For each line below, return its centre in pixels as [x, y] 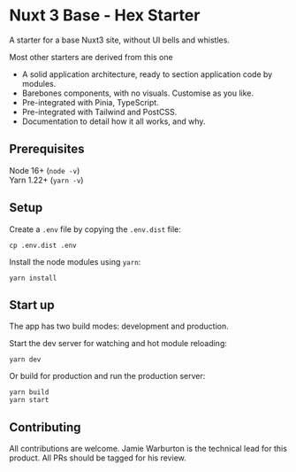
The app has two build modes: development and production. [119, 326]
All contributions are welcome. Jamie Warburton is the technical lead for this [148, 449]
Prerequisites [47, 149]
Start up [32, 305]
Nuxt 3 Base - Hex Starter [105, 15]
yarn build [29, 392]
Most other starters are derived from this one [91, 57]
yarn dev [25, 360]
